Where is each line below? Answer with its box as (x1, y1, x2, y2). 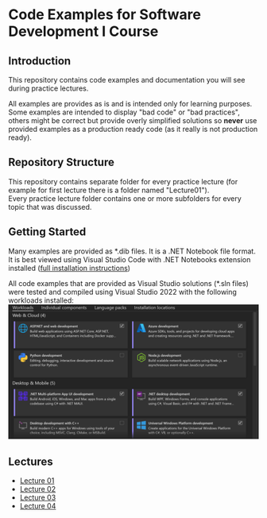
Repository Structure (8, 156, 115, 169)
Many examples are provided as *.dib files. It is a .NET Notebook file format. (8, 246, 256, 256)
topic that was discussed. (8, 202, 92, 211)
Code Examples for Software (8, 6, 201, 24)
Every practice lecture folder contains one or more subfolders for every (8, 193, 242, 203)
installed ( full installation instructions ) (8, 263, 131, 273)
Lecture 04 (19, 501, 56, 511)
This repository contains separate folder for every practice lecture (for (8, 176, 238, 186)
